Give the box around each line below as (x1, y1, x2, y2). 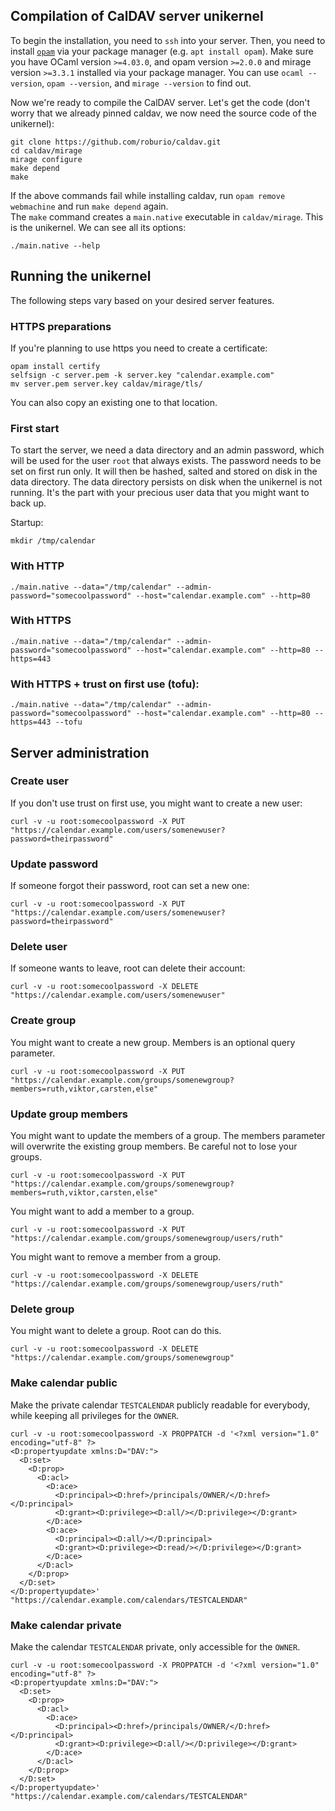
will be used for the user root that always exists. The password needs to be (10, 455, 322, 467)
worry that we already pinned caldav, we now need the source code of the (10, 107, 317, 119)
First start (10, 421, 60, 435)
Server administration (10, 744, 150, 761)
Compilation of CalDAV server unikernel (10, 8, 264, 25)
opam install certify (10, 361, 101, 371)
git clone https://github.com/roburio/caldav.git (10, 137, 222, 147)
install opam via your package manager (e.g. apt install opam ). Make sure (10, 45, 314, 57)
